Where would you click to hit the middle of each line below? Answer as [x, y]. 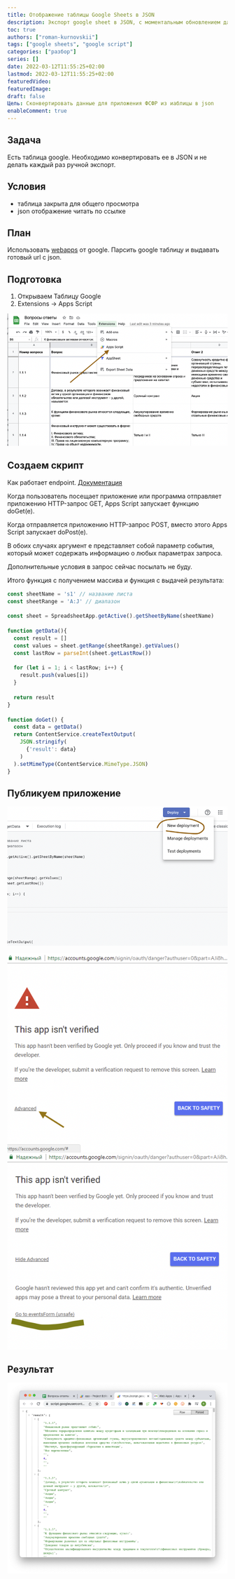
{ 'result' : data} [51, 750]
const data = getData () [48, 727]
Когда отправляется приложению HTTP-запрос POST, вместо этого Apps [117, 524]
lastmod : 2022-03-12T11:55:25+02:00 [60, 74]
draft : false [26, 96]
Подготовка [34, 280]
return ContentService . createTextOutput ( [75, 734]
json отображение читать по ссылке [71, 211]
